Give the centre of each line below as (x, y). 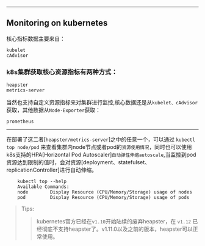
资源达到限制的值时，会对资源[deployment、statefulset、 (78, 162)
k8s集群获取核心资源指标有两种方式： (62, 72)
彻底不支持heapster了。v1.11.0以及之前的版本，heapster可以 (117, 229)
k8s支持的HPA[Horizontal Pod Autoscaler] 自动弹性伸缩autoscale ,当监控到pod (101, 155)
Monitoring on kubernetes (57, 23)
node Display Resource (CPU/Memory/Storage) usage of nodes (105, 192)
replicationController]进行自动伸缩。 (52, 170)
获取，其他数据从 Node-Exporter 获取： (54, 110)
